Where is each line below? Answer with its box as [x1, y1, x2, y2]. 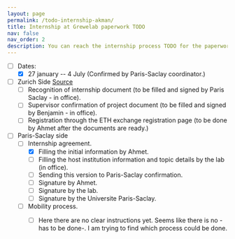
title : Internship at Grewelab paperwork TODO [7, 23, 145, 30]
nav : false [7, 29, 39, 37]
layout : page [7, 10, 45, 17]
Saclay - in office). [27, 94, 82, 102]
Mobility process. [27, 202, 78, 210]
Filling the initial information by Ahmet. [38, 147, 149, 156]
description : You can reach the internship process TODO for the [7, 43, 201, 50]
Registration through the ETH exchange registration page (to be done [27, 116, 227, 124]
